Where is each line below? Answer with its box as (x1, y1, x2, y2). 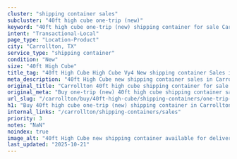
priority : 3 (7, 115, 42, 122)
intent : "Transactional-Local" (7, 30, 99, 37)
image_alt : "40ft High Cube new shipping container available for (7, 134, 207, 141)
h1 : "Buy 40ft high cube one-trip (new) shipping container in (7, 102, 197, 109)
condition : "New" (7, 56, 59, 63)
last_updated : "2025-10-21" (7, 141, 90, 148)
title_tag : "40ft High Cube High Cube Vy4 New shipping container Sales (7, 69, 226, 76)
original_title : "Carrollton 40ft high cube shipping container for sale (7, 82, 229, 89)
